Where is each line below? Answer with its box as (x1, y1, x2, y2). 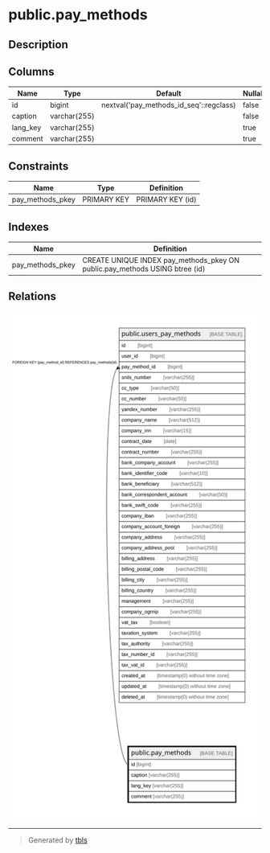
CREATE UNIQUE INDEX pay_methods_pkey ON (82, 256, 239, 265)
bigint (49, 100, 69, 110)
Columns (8, 64, 55, 78)
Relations (8, 289, 57, 303)
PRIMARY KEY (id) (136, 195, 197, 204)
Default (156, 88, 182, 98)
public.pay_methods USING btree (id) (82, 264, 206, 274)
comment (11, 133, 43, 143)
